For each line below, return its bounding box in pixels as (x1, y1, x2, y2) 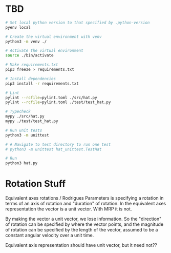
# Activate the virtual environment (5, 48, 83, 53)
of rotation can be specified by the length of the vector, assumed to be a (5, 227, 158, 233)
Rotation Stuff (5, 178, 66, 190)
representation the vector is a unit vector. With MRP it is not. (5, 206, 132, 212)
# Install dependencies (5, 76, 56, 81)
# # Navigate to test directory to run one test (5, 142, 111, 147)
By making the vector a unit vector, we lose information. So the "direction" (5, 216, 162, 222)
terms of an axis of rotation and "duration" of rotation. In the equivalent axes (5, 201, 166, 207)
